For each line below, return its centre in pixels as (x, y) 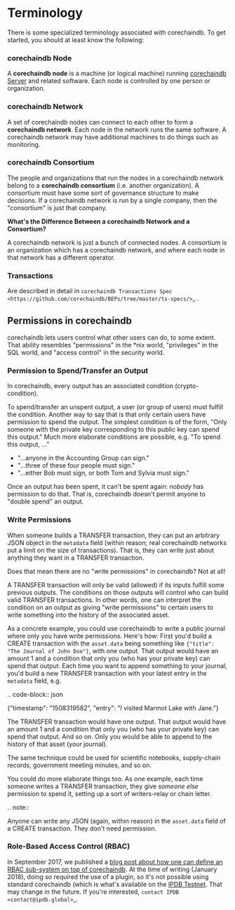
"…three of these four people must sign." (76, 466)
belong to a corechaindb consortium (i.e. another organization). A (103, 185)
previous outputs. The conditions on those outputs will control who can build (118, 592)
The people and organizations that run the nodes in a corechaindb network (115, 178)
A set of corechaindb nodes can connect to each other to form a (100, 122)
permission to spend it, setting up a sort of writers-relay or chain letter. (109, 793)
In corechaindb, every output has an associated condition (90, 386)
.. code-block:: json (35, 694)
